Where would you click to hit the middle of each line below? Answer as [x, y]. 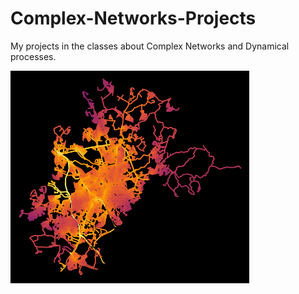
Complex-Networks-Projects [133, 18]
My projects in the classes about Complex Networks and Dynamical [150, 46]
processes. [33, 56]
